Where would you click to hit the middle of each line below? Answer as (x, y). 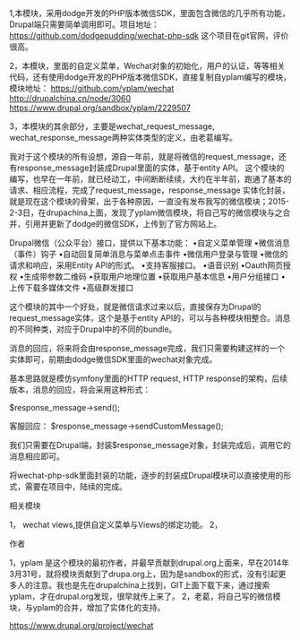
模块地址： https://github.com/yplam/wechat (92, 88)
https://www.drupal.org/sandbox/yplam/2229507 (100, 108)
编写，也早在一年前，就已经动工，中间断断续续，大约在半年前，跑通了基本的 (150, 179)
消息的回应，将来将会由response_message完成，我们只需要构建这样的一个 (147, 348)
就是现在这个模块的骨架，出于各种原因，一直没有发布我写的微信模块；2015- (149, 201)
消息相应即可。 (37, 456)
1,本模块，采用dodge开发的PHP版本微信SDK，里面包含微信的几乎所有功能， (150, 13)
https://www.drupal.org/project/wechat (81, 625)
